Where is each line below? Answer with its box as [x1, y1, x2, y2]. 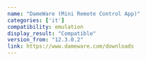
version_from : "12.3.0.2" [7, 36, 83, 43]
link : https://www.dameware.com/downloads [7, 43, 134, 50]
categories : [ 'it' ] [7, 17, 65, 24]
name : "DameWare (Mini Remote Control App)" [7, 10, 141, 18]
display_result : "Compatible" [7, 29, 97, 37]
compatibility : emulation [7, 23, 83, 30]
